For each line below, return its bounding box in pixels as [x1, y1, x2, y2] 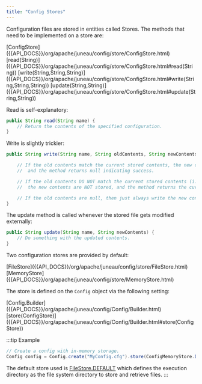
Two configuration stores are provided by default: [6, 252, 129, 258]
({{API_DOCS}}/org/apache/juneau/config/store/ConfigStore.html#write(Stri [6, 75, 194, 82]
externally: [6, 218, 32, 225]
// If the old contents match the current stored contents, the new [17, 162, 192, 168]
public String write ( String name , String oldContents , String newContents [6, 151, 198, 157]
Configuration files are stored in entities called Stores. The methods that [6, 25, 185, 32]
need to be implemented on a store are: [6, 31, 104, 39]
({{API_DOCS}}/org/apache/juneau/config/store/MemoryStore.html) [6, 276, 174, 283]
